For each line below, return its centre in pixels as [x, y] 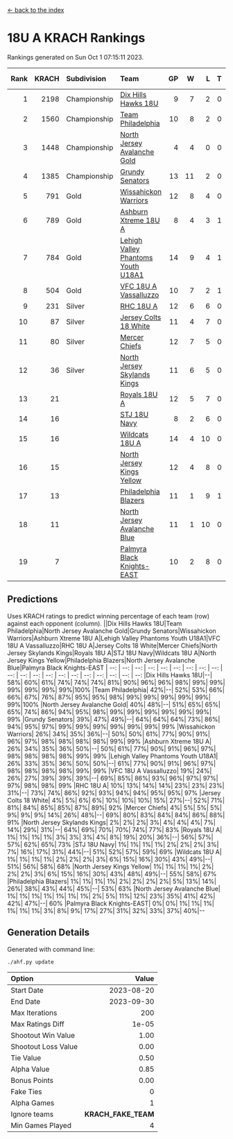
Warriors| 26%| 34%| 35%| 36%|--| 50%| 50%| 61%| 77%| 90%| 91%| [109, 733]
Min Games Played [41, 1125]
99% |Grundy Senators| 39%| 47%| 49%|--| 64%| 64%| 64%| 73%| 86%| [114, 719]
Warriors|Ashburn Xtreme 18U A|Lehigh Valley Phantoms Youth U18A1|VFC [114, 638]
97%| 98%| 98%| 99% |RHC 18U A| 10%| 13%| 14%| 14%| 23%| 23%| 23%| [116, 785]
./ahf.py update [31, 962]
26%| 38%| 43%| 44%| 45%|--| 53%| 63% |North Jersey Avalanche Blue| [114, 888]
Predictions [33, 599]
